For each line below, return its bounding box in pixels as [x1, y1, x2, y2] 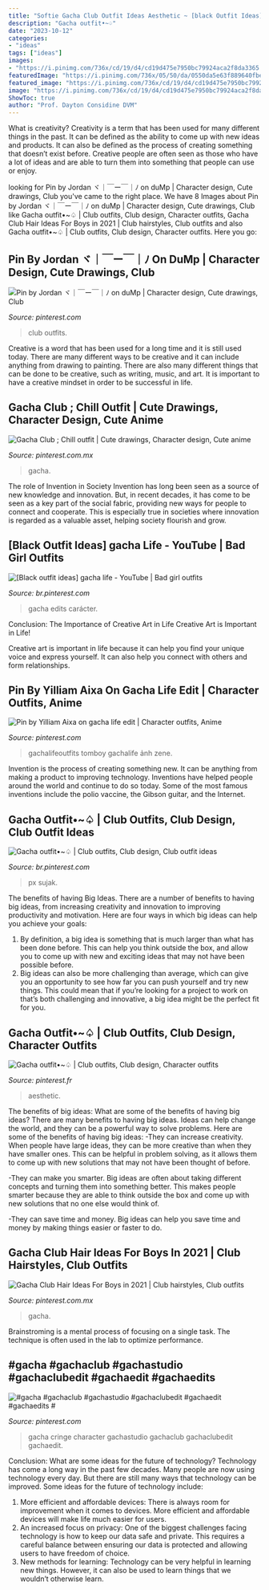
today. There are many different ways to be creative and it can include [8, 352, 239, 361]
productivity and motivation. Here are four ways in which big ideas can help [8, 910, 258, 920]
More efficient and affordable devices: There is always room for [19, 1497, 231, 1507]
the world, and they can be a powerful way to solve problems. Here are [8, 1124, 243, 1133]
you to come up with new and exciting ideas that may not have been [19, 952, 245, 962]
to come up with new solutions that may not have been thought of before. [8, 1157, 251, 1167]
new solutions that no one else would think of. [8, 1199, 160, 1208]
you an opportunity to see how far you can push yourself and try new [19, 977, 249, 987]
